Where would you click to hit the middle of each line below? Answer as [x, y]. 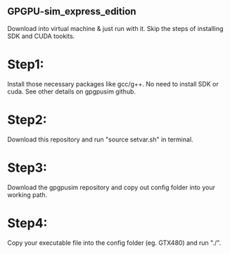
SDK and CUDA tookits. [41, 36]
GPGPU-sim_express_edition [72, 12]
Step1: [26, 64]
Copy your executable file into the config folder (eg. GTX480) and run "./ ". [114, 243]
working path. [27, 195]
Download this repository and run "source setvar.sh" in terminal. [100, 139]
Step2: [27, 120]
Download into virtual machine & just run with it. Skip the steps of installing [115, 28]
